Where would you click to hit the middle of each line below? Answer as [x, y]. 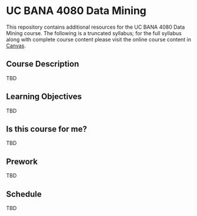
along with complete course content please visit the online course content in [98, 39]
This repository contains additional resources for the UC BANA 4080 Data [96, 27]
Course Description [43, 64]
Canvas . [16, 46]
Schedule [24, 194]
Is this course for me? [46, 129]
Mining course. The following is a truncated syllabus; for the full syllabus [94, 33]
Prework [22, 161]
